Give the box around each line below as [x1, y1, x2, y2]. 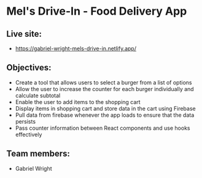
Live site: [6, 29, 42, 39]
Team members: [6, 149, 71, 159]
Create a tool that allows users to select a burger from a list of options [15, 78, 192, 86]
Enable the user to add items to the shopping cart [15, 98, 141, 105]
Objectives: [6, 62, 52, 73]
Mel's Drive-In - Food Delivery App [6, 4, 187, 18]
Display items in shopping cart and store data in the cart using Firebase [15, 105, 196, 112]
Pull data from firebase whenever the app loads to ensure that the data [15, 111, 195, 119]
